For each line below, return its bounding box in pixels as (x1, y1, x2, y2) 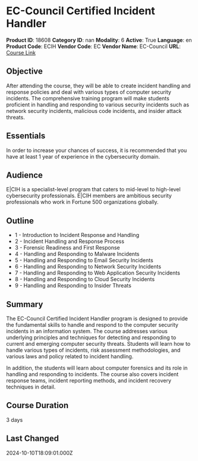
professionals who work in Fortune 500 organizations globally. (6, 198, 159, 206)
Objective (6, 67, 43, 77)
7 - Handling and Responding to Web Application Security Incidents (14, 269, 180, 277)
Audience (6, 170, 43, 180)
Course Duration (6, 400, 69, 411)
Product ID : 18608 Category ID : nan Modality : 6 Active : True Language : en (6, 36, 192, 43)
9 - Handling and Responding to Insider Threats (14, 282, 132, 289)
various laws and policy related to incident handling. (6, 353, 134, 360)
